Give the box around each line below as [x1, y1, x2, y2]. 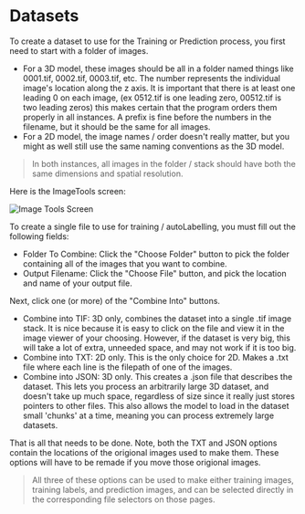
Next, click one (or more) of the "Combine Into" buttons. [9, 295, 221, 306]
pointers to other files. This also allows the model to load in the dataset [22, 400, 289, 411]
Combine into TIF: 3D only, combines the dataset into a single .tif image [22, 312, 292, 324]
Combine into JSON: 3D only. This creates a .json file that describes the [22, 371, 293, 382]
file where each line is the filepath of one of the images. [22, 362, 233, 372]
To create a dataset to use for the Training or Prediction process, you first [9, 36, 286, 47]
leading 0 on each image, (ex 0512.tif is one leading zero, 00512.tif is [22, 92, 281, 103]
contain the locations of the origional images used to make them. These [9, 446, 279, 457]
